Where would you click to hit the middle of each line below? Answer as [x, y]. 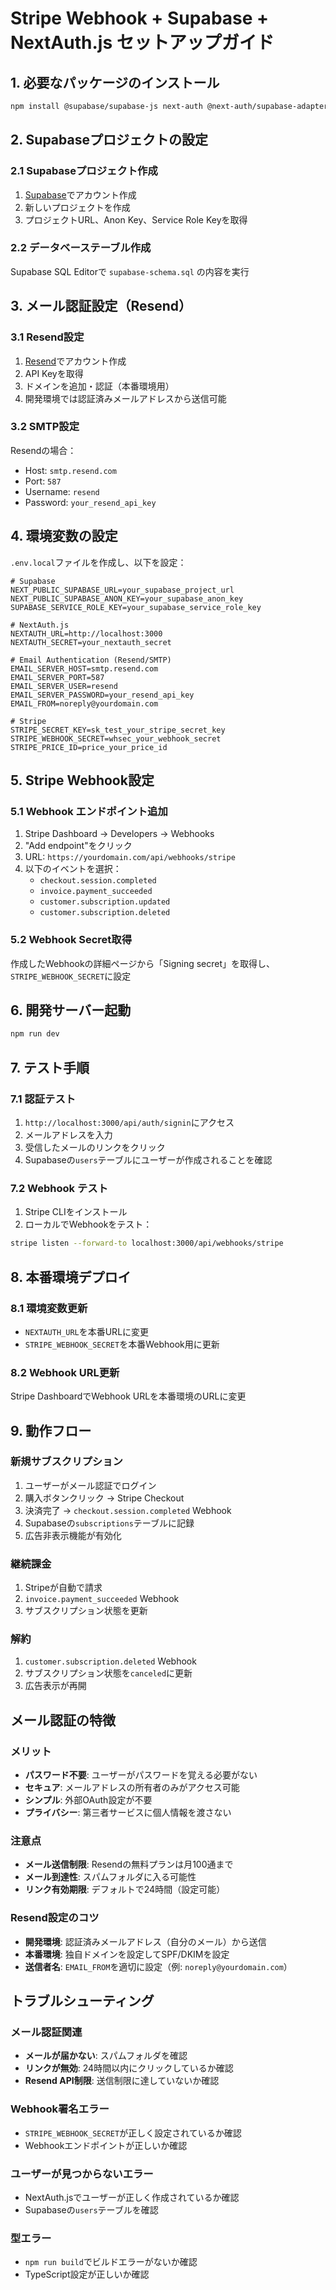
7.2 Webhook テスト [59, 1188]
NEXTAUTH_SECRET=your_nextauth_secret [91, 642]
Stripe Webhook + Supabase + [140, 18]
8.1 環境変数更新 [49, 1308]
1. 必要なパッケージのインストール [115, 82]
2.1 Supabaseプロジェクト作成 [84, 171]
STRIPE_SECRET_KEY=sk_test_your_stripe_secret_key [118, 730]
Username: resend [62, 491]
